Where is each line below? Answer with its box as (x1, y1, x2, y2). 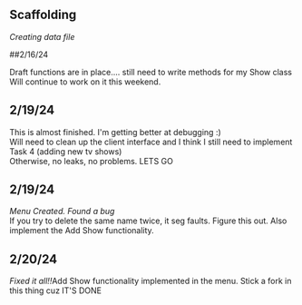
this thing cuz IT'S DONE (9, 285, 102, 296)
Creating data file (9, 31, 75, 42)
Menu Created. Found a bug (9, 206, 115, 217)
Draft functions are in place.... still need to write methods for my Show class (9, 66, 293, 77)
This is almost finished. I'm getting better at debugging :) (9, 126, 222, 137)
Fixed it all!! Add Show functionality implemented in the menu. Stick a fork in (9, 276, 292, 287)
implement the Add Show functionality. (9, 225, 154, 236)
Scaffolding (9, 7, 77, 23)
